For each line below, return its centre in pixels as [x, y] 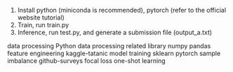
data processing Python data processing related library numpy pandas [109, 46]
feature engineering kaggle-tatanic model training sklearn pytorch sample [114, 53]
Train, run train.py [43, 25]
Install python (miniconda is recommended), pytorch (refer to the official [122, 10]
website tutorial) [41, 17]
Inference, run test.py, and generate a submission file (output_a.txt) [115, 32]
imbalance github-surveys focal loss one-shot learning [87, 61]
